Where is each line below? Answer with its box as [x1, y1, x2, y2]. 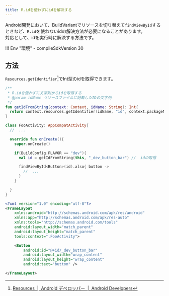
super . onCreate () [14, 141, 51, 146]
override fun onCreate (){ [10, 136, 64, 141]
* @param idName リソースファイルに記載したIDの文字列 [7, 95, 112, 100]
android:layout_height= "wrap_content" [23, 257, 105, 262]
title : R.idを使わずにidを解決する [5, 7, 72, 13]
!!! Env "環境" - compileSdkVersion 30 [5, 45, 84, 51]
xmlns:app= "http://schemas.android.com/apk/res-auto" [14, 215, 129, 220]
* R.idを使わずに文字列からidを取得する [7, 90, 82, 96]
